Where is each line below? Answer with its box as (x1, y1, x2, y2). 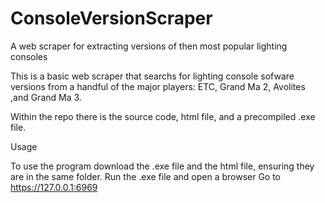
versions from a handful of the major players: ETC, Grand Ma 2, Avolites (10, 80, 306, 92)
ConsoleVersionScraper (10, 7, 213, 30)
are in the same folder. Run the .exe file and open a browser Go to (10, 170, 282, 182)
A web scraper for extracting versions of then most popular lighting (10, 40, 288, 52)
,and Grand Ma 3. (10, 91, 82, 103)
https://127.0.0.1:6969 (10, 181, 98, 193)
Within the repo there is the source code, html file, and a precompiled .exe (10, 110, 316, 122)
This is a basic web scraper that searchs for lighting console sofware (10, 70, 295, 82)
